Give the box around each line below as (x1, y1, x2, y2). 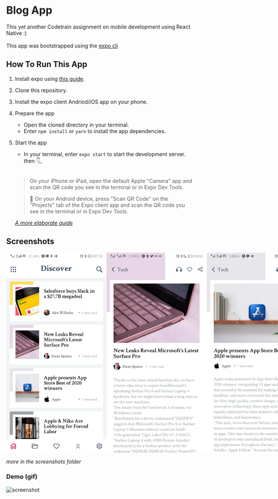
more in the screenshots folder (6, 458, 81, 465)
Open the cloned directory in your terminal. (23, 121, 129, 128)
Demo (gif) (6, 473, 37, 481)
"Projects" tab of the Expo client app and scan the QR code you (29, 201, 185, 209)
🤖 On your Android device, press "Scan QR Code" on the (29, 195, 168, 202)
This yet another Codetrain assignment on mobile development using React (6, 23, 191, 30)
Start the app (14, 139, 48, 146)
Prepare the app (14, 109, 55, 116)
